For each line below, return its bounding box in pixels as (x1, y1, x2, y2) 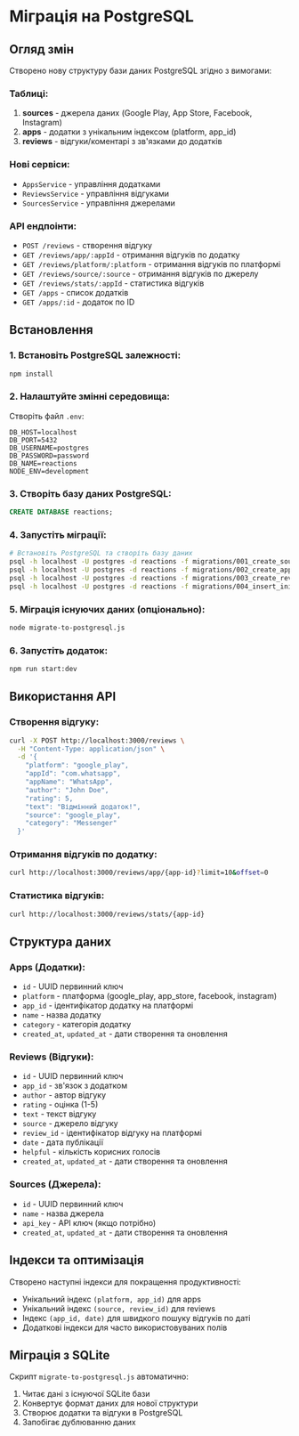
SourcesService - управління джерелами (21, 198, 176, 208)
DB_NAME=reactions (9, 458, 77, 468)
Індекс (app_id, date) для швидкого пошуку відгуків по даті (21, 1312, 251, 1323)
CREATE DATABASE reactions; (9, 507, 114, 517)
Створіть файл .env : (9, 410, 85, 421)
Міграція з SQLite (9, 1347, 110, 1363)
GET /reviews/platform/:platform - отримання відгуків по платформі (21, 258, 281, 269)
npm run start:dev (9, 665, 77, 674)
